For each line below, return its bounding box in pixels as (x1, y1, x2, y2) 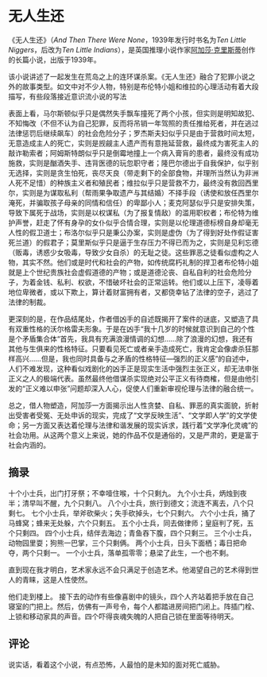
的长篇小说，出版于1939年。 (8, 55, 101, 64)
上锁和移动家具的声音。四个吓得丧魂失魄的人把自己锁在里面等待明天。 (8, 611, 238, 621)
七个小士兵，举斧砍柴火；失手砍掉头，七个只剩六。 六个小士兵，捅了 (30, 508, 256, 517)
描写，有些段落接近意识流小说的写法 (8, 91, 127, 101)
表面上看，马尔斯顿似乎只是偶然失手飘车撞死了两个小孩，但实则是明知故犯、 (8, 108, 259, 118)
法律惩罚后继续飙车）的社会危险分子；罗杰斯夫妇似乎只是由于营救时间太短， (8, 128, 259, 137)
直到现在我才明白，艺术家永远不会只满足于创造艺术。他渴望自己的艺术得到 (8, 565, 252, 574)
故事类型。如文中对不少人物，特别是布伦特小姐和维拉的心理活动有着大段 (21, 81, 259, 91)
